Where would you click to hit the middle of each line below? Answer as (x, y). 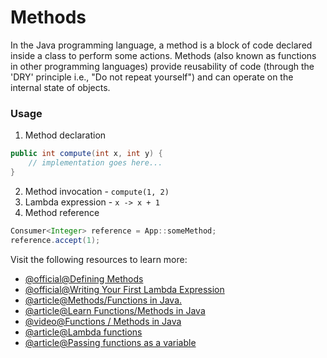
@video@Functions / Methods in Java (103, 321)
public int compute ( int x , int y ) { (86, 154)
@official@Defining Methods (84, 278)
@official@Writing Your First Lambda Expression (124, 289)
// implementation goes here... (95, 163)
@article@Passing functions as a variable (110, 342)
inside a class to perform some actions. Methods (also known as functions (163, 55)
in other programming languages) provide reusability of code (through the (162, 66)
